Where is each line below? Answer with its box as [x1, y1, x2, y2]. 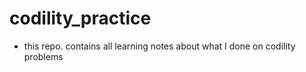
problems [23, 50, 64, 62]
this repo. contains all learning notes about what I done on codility [23, 40, 296, 52]
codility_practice [9, 7, 152, 30]
